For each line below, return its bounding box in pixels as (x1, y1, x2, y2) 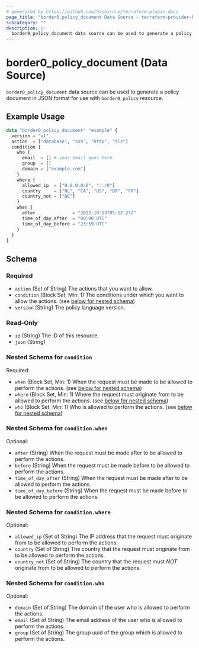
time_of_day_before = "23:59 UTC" (21, 221, 108, 227)
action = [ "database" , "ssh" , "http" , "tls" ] (11, 138, 129, 144)
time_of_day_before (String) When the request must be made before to (14, 486, 188, 494)
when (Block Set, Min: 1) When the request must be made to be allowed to (14, 378, 193, 385)
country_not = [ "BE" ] (21, 194, 76, 199)
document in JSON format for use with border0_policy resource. (6, 95, 163, 102)
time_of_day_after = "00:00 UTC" (21, 215, 108, 221)
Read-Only (6, 318, 38, 327)
